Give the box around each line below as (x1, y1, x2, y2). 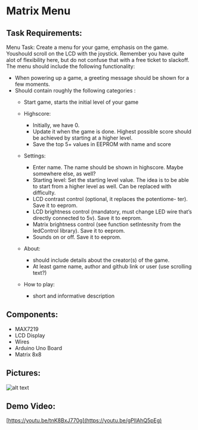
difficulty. (32, 189, 56, 196)
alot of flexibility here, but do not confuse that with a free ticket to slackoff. (6, 57, 190, 63)
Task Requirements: (6, 28, 82, 38)
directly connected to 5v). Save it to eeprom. (32, 215, 143, 221)
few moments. (14, 81, 51, 88)
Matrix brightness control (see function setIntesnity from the (32, 221, 181, 228)
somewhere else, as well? (32, 170, 96, 177)
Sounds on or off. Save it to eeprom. (32, 234, 122, 240)
